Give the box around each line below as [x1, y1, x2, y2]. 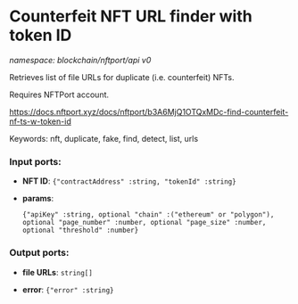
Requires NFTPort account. [9, 89, 110, 100]
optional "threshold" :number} [21, 226, 139, 235]
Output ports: [9, 247, 70, 259]
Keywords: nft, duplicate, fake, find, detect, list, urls [9, 133, 199, 144]
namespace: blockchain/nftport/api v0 [9, 54, 152, 65]
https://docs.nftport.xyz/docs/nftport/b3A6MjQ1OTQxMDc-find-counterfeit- [9, 106, 289, 117]
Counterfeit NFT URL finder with [9, 6, 252, 27]
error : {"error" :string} [21, 283, 114, 295]
